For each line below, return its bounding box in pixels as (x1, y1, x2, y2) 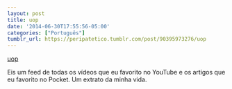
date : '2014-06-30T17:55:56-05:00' (7, 23, 110, 30)
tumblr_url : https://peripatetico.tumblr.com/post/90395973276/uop (7, 36, 207, 43)
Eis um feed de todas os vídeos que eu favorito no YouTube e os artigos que (7, 68, 226, 77)
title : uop (7, 17, 39, 23)
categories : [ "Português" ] (7, 29, 85, 37)
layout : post (7, 10, 45, 17)
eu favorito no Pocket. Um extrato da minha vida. (7, 75, 147, 83)
